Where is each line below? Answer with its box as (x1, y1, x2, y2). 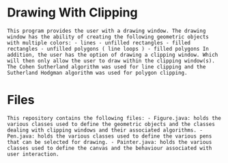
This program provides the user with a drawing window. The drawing (7, 27, 206, 34)
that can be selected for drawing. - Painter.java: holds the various (7, 138, 212, 145)
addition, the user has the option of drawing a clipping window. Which (7, 51, 218, 58)
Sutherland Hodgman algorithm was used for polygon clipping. (7, 69, 188, 76)
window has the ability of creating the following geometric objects (7, 33, 210, 40)
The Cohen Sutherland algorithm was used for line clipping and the (7, 63, 206, 70)
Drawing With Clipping (7, 5, 138, 21)
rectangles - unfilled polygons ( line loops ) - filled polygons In (7, 45, 210, 52)
